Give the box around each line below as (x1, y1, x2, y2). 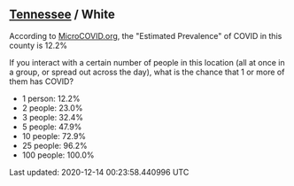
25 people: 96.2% (21, 140, 89, 151)
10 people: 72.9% (21, 130, 87, 141)
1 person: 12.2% (21, 93, 81, 104)
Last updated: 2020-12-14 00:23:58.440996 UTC (9, 167, 190, 177)
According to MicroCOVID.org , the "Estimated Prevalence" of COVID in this (9, 30, 282, 41)
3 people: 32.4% (21, 112, 84, 122)
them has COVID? (9, 75, 73, 87)
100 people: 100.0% (21, 150, 95, 160)
